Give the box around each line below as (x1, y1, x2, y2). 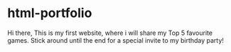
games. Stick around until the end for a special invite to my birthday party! (7, 36, 224, 44)
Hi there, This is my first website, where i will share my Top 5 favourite (7, 28, 213, 37)
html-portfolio (7, 5, 92, 21)
